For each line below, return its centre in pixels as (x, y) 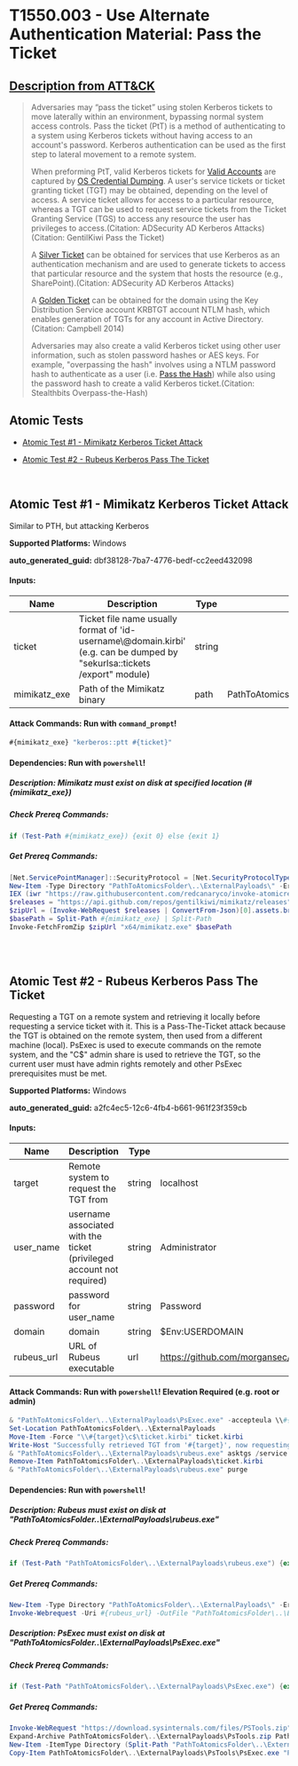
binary (92, 699)
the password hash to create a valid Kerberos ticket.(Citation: (143, 383)
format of (98, 629)
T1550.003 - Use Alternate (110, 16)
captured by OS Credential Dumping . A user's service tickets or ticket (158, 181)
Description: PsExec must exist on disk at (87, 1633)
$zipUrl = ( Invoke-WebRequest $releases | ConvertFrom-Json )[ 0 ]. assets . (146, 911)
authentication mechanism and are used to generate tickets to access (158, 264)
